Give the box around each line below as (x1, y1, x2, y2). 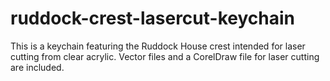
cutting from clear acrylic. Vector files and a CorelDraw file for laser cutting (10, 50, 320, 62)
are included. (10, 61, 65, 73)
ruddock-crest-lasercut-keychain (10, 7, 295, 30)
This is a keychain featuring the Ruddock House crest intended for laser (10, 40, 306, 52)
